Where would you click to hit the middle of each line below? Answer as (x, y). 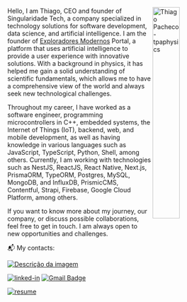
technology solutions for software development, (77, 26)
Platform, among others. (42, 197)
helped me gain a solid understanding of (66, 71)
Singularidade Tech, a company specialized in (74, 18)
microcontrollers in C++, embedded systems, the (79, 122)
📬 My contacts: (31, 248)
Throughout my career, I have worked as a (69, 107)
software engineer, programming (55, 115)
